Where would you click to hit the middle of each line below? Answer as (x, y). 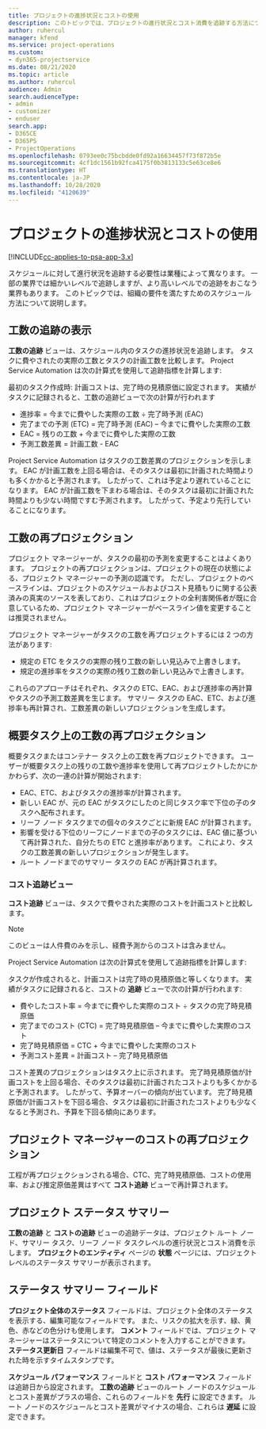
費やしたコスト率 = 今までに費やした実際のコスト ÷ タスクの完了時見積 (136, 1006)
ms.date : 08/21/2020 (42, 67)
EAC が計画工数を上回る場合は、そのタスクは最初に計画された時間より (139, 471)
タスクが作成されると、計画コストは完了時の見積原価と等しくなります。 (126, 979)
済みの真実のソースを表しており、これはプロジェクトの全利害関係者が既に (129, 598)
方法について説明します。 (49, 303)
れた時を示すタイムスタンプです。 (63, 1360)
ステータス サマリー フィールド (84, 1290)
